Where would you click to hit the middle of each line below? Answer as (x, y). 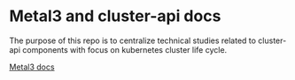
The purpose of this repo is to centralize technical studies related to (133, 40)
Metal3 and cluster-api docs (115, 16)
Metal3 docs (32, 67)
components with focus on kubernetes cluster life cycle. (124, 49)
